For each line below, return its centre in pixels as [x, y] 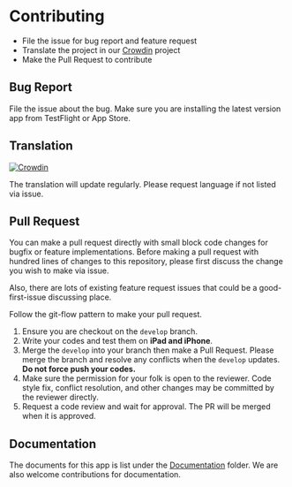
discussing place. [80, 297]
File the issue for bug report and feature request [109, 41]
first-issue [28, 297]
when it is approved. [59, 416]
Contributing [57, 16]
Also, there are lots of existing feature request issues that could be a [133, 288]
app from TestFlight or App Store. [70, 118]
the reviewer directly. [60, 397]
